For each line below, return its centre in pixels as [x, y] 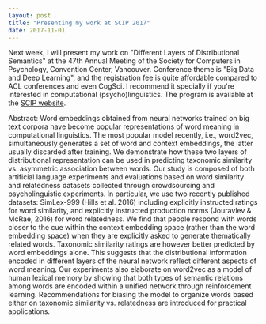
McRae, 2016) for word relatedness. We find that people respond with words [133, 219]
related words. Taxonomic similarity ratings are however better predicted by [132, 244]
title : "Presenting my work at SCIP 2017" [79, 23]
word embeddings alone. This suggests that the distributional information [127, 253]
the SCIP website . [37, 103]
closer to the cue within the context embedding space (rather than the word [132, 228]
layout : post [30, 15]
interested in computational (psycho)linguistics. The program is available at [131, 95]
